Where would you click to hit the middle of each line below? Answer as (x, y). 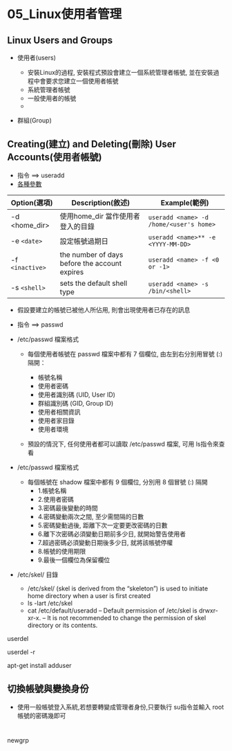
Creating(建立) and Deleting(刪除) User (92, 144)
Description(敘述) (100, 203)
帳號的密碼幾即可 (41, 715)
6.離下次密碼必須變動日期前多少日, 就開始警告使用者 (112, 534)
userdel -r (21, 652)
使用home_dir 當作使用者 (100, 216)
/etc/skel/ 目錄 (38, 574)
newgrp (18, 740)
